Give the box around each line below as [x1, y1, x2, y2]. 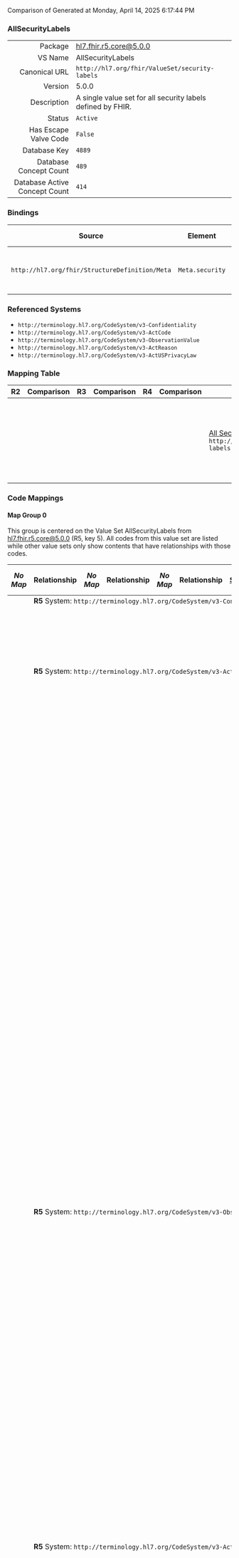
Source [78, 231, 104, 241]
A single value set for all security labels [75, 93, 206, 103]
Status [47, 113, 69, 123]
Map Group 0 [7, 511, 48, 519]
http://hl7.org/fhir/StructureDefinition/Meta [11, 266, 172, 274]
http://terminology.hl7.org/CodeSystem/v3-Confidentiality [17, 321, 197, 328]
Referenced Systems [7, 304, 82, 314]
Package [39, 41, 69, 51]
